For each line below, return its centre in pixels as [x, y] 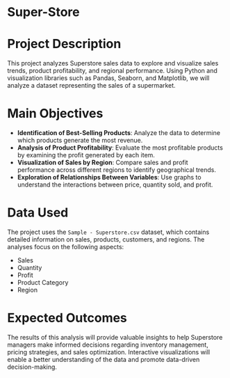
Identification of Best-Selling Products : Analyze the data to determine [119, 133]
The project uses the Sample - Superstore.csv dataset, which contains [108, 232]
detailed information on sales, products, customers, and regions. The [106, 239]
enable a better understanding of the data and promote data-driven [104, 359]
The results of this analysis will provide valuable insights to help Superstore [115, 337]
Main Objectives [55, 114]
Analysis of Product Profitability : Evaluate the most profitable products [120, 148]
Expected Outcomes [67, 318]
